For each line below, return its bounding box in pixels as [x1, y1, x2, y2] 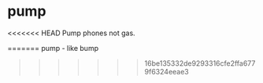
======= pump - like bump [7, 43, 99, 52]
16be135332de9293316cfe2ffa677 [144, 58, 256, 68]
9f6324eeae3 [144, 67, 190, 76]
